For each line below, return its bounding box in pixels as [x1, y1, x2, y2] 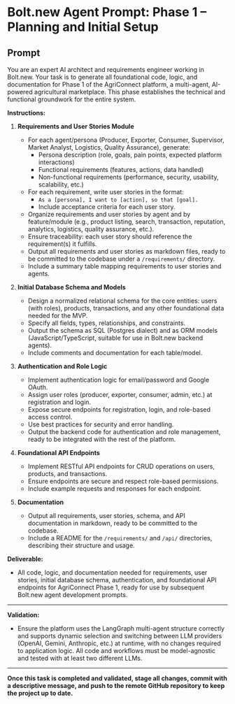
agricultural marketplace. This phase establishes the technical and [34, 88, 226, 96]
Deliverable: [7, 555, 43, 563]
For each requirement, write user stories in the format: [27, 188, 184, 196]
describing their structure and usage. [27, 541, 135, 549]
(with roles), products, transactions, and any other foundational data [27, 304, 225, 312]
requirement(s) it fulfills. [27, 240, 97, 248]
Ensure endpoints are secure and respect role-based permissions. [27, 477, 219, 485]
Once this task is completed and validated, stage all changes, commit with [7, 674, 227, 682]
